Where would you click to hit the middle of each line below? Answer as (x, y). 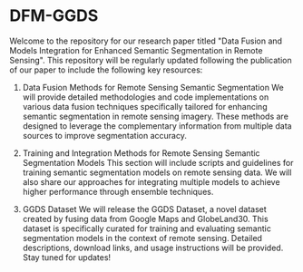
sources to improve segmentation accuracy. (105, 135)
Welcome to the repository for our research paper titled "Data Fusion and (146, 41)
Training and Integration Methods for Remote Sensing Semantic (141, 153)
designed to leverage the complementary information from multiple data (157, 126)
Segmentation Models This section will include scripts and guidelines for (158, 162)
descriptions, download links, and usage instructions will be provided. (153, 248)
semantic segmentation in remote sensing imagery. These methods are (155, 116)
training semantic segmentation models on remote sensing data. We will (157, 172)
